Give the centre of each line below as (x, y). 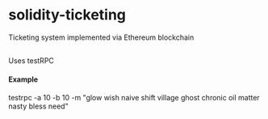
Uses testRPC (31, 61)
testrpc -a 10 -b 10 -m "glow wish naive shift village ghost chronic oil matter (134, 97)
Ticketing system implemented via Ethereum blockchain (101, 37)
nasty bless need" (38, 106)
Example (23, 79)
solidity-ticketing (67, 15)
